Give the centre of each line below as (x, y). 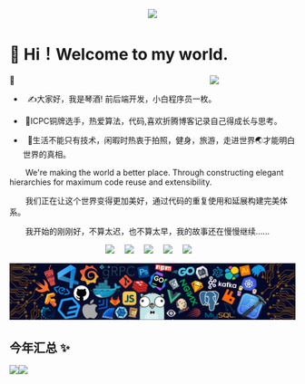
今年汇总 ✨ (40, 347)
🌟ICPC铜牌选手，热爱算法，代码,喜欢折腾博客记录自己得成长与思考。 (154, 120)
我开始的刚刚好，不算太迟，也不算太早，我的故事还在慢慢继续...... (148, 231)
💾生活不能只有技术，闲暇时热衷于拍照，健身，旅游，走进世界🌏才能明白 (161, 139)
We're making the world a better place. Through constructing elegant (155, 172)
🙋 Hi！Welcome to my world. (119, 55)
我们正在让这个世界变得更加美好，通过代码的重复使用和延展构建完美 (152, 200)
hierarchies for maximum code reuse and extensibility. (111, 182)
